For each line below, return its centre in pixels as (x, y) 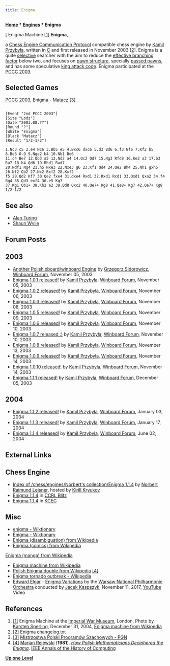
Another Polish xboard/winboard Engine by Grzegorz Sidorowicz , (81, 269)
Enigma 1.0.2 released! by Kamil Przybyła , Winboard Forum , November (87, 291)
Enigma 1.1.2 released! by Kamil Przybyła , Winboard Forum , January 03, (88, 412)
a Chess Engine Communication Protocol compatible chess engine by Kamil (85, 45)
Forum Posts (26, 239)
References (24, 608)
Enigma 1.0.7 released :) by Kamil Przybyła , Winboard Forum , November (88, 334)
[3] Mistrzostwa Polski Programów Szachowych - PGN (70, 637)
